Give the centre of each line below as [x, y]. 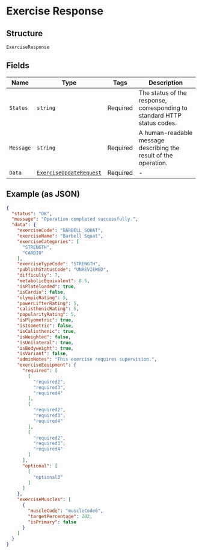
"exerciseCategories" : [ [48, 242]
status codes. [158, 123]
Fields [18, 65]
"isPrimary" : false [52, 522]
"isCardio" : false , [41, 292]
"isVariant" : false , [43, 354]
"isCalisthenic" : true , [47, 331]
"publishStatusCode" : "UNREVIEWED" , [63, 270]
